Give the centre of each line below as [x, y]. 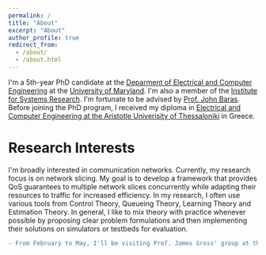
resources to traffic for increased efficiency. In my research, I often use [124, 195]
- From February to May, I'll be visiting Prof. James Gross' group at [129, 243]
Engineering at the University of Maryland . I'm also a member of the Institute [133, 90]
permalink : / [30, 15]
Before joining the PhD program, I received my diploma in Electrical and [125, 107]
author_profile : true [44, 38]
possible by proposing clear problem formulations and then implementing [128, 220]
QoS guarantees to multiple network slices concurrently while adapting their [132, 186]
